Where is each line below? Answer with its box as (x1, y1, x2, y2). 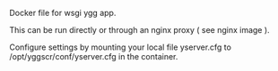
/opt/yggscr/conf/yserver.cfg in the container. (9, 51, 178, 61)
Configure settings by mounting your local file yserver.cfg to (9, 42, 231, 52)
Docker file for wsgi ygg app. (9, 8, 117, 18)
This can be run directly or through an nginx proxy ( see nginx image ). (9, 25, 271, 35)
